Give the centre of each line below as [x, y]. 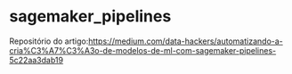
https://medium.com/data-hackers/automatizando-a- [185, 41]
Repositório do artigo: [49, 41]
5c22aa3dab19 [36, 60]
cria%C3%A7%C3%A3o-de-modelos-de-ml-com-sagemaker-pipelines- [143, 50]
